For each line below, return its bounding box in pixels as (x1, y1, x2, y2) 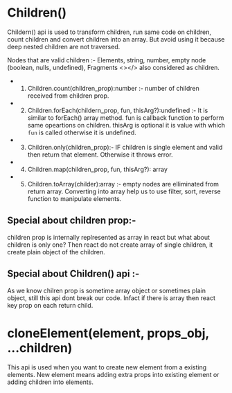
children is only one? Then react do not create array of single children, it (7, 241, 213, 249)
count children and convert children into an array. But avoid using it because (7, 35, 225, 43)
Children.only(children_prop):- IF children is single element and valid (27, 143, 223, 151)
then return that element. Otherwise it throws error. (27, 150, 173, 159)
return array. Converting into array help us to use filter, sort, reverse (27, 187, 222, 195)
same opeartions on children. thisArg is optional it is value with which (27, 121, 225, 129)
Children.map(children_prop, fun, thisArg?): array (27, 165, 168, 173)
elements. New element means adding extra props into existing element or (7, 370, 220, 378)
